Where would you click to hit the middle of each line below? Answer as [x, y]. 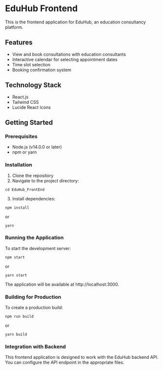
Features [19, 43]
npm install [17, 208]
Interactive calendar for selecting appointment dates [65, 59]
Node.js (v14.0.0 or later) [37, 147]
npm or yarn [24, 152]
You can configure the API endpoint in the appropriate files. [65, 362]
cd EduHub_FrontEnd [25, 190]
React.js [20, 97]
